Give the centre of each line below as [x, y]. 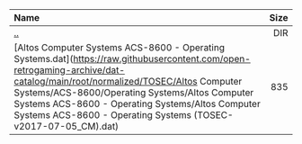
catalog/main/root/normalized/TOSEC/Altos [106, 81]
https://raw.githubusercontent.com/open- [162, 59]
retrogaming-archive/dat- [70, 70]
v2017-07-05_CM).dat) [67, 126]
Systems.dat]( [44, 59]
